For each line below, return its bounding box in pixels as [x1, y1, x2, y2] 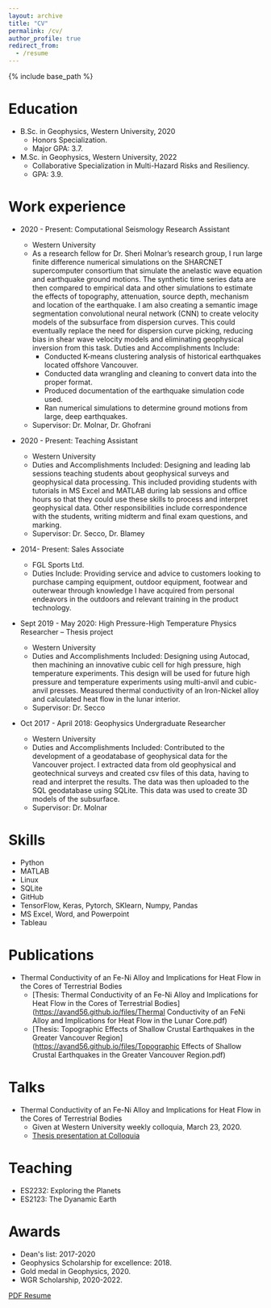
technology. [31, 602, 72, 612]
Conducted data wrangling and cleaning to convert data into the [44, 368, 257, 378]
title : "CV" [8, 19, 48, 27]
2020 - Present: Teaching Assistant [19, 435, 139, 445]
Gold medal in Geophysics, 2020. [19, 1266, 131, 1276]
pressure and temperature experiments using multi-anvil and [31, 677, 234, 686]
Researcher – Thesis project [19, 627, 114, 636]
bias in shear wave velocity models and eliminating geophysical [31, 334, 244, 344]
